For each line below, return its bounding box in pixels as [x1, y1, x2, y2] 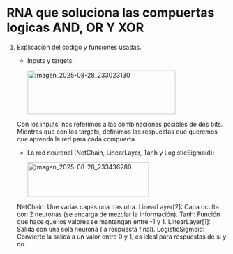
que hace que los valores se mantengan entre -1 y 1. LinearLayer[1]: [16, 217, 211, 225]
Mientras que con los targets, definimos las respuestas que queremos [16, 127, 218, 136]
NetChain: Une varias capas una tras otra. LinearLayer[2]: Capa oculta [16, 202, 219, 211]
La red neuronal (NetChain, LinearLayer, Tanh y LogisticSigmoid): [27, 148, 215, 157]
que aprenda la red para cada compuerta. [16, 134, 137, 143]
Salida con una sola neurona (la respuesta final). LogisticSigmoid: [16, 225, 205, 233]
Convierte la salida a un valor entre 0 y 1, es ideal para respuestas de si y [16, 232, 227, 241]
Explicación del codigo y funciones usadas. [16, 43, 142, 51]
